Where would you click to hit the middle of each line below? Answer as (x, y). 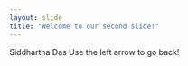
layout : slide (36, 18)
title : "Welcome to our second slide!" (85, 26)
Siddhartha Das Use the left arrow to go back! (94, 52)
